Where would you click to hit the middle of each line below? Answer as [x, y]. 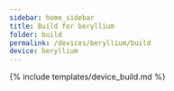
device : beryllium [44, 51]
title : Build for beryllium [62, 26]
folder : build [36, 34]
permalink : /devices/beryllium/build [80, 43]
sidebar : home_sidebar [52, 18]
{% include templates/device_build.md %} [87, 77]
